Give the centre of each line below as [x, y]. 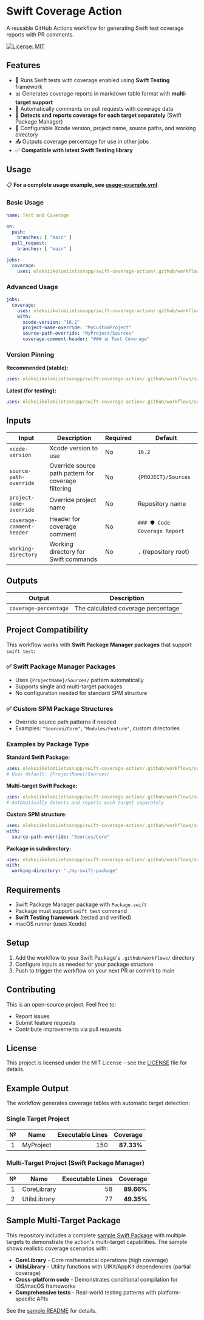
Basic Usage [25, 203]
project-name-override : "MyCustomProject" [77, 328]
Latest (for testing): [31, 391]
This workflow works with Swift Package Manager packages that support [99, 644]
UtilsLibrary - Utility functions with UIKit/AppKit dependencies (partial [103, 1266]
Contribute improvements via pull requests [68, 1029]
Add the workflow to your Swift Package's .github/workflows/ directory [105, 957]
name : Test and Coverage [38, 215]
